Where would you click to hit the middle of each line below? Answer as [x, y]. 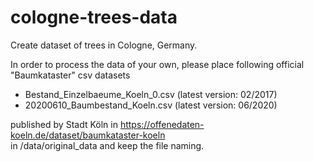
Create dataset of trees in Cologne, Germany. [104, 45]
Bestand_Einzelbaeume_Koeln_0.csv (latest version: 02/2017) [151, 94]
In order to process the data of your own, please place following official [157, 64]
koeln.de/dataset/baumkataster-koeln [88, 135]
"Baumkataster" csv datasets [70, 75]
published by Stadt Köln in [64, 124]
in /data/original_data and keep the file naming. [107, 145]
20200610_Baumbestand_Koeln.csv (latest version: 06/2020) [151, 105]
